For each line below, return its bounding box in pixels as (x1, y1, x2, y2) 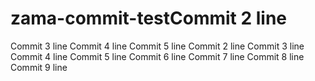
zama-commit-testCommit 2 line (10, 7, 288, 30)
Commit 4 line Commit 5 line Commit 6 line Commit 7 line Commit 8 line (10, 50, 305, 62)
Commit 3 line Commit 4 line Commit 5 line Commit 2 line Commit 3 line (10, 40, 305, 52)
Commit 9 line (10, 61, 68, 73)
